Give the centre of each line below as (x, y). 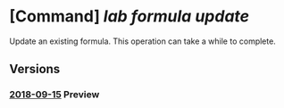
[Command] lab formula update (129, 17)
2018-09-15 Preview (54, 95)
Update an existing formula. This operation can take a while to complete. (143, 41)
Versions (35, 69)
